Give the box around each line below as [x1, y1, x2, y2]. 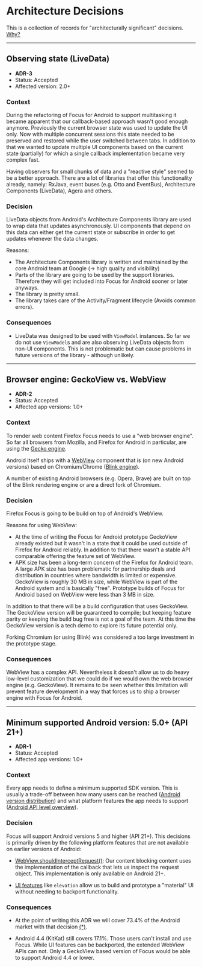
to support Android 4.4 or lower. [14, 954, 95, 962]
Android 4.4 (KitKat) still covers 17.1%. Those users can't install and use [14, 935, 192, 942]
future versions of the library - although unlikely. [14, 351, 135, 358]
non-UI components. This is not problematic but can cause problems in [14, 345, 192, 352]
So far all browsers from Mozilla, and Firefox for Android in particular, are [6, 439, 187, 446]
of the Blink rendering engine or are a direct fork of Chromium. [6, 481, 161, 488]
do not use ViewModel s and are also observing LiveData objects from [14, 338, 185, 346]
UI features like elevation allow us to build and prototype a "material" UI [14, 881, 194, 889]
